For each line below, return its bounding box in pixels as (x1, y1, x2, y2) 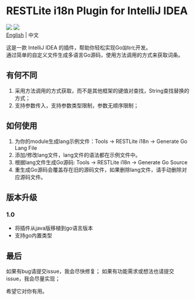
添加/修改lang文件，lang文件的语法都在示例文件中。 (14, 151, 141, 158)
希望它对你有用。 (6, 288, 48, 295)
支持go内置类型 (14, 232, 52, 239)
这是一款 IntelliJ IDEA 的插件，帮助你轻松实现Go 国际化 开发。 (6, 44, 151, 51)
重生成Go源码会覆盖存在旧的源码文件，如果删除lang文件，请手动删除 (14, 166, 182, 173)
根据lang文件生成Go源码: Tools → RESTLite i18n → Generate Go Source (14, 158, 188, 166)
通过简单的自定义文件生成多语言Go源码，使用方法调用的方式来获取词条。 (6, 51, 184, 58)
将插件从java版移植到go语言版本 (14, 224, 93, 231)
